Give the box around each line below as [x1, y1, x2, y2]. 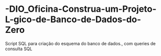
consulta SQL [5, 46, 32, 52]
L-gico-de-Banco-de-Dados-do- [5, 14, 141, 25]
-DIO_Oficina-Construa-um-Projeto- [5, 3, 157, 15]
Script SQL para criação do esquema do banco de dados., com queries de [5, 40, 156, 46]
